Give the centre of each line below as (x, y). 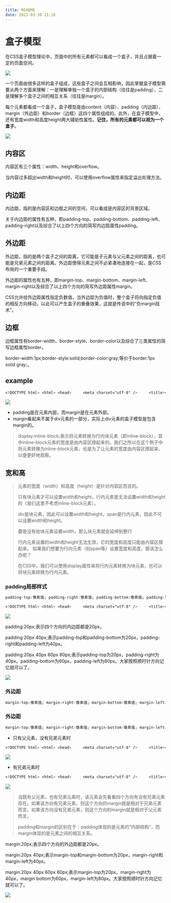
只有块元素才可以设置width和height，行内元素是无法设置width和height (92, 497)
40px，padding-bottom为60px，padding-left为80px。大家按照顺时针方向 (82, 661)
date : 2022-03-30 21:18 (31, 15)
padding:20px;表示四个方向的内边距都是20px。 (55, 627)
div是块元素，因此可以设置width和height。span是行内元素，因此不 (88, 514)
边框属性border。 (28, 347)
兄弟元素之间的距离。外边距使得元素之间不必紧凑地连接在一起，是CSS (88, 263)
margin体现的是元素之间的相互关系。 (56, 833)
